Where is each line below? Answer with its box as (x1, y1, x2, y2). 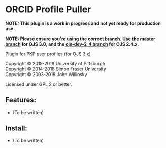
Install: (5, 124, 28, 133)
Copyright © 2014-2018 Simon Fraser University (5, 66, 107, 72)
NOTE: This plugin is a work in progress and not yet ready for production (5, 20, 161, 26)
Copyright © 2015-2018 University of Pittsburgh (5, 60, 106, 66)
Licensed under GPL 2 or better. (5, 81, 72, 87)
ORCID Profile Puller (5, 4, 91, 15)
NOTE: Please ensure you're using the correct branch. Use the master (5, 35, 156, 42)
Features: (5, 96, 37, 104)
